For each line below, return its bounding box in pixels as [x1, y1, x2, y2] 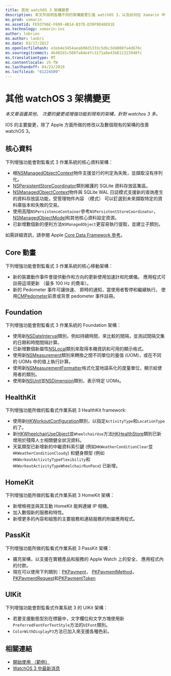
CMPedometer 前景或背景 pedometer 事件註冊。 [17, 292, 118, 299]
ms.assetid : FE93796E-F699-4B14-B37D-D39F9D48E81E [5, 21, 115, 27]
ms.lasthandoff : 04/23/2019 [5, 64, 65, 70]
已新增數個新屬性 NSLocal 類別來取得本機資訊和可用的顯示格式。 [12, 346, 147, 352]
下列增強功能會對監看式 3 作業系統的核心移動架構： [5, 263, 113, 269]
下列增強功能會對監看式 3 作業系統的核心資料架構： [5, 159, 113, 165]
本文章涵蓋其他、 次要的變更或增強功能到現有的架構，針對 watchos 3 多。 [5, 110, 160, 117]
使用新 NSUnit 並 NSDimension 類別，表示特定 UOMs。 [12, 378, 124, 384]
